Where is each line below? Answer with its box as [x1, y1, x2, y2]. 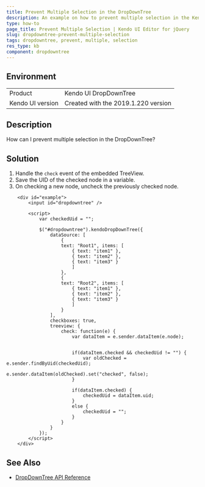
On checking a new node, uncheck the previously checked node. [15, 183, 179, 190]
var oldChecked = [82, 355, 127, 362]
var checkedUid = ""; [38, 216, 95, 222]
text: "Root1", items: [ [60, 243, 124, 249]
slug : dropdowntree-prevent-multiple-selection [6, 32, 130, 38]
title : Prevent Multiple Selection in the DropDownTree [6, 9, 151, 15]
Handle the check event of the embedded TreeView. [15, 169, 145, 177]
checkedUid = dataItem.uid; [82, 393, 154, 399]
